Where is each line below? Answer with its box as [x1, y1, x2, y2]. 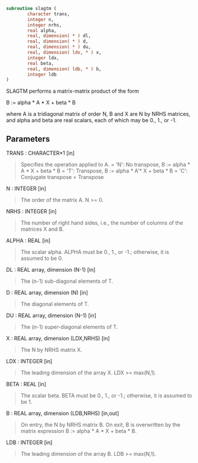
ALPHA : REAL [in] [6, 237, 51, 244]
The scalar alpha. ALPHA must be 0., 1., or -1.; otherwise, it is [20, 249, 170, 256]
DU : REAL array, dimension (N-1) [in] [6, 312, 96, 319]
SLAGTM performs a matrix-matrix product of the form [6, 87, 139, 94]
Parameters [6, 133, 50, 144]
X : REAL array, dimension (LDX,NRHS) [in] [6, 335, 111, 342]
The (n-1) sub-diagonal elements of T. [20, 278, 113, 285]
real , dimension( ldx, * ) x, [27, 50, 102, 56]
